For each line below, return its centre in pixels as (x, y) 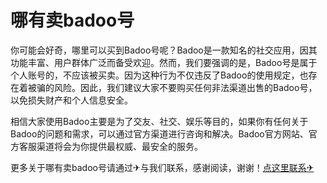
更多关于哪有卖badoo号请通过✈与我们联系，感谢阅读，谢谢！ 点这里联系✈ (162, 167)
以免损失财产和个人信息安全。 (71, 100)
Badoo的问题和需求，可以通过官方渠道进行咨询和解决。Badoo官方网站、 (159, 133)
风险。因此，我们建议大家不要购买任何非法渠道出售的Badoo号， (185, 87)
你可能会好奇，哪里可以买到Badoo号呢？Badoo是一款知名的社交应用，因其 (164, 50)
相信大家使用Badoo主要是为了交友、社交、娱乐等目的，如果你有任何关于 (159, 121)
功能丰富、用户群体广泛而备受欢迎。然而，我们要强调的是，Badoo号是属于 (164, 62)
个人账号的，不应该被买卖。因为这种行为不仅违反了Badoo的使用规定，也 (159, 75)
